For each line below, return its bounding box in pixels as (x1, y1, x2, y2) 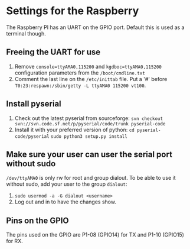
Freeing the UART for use (6, 47, 101, 57)
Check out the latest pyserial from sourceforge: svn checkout (14, 114, 163, 122)
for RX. (6, 238, 23, 245)
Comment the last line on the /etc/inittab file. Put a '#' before (14, 75, 168, 82)
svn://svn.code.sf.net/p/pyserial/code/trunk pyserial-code (14, 121, 166, 127)
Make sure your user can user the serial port (6, 149, 173, 159)
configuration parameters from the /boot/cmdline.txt (14, 69, 146, 76)
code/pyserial (14, 133, 50, 140)
